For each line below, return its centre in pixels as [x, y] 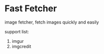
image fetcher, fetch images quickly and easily [52, 22]
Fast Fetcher [31, 9]
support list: [17, 31]
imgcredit [21, 46]
